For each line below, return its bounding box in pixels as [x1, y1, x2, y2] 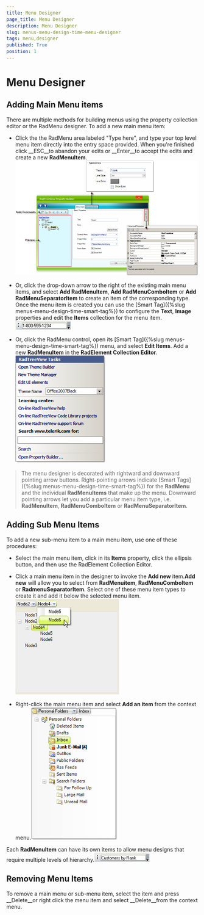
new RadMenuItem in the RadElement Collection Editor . [15, 349, 158, 356]
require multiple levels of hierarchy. [6, 856, 95, 863]
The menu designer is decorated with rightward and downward [21, 470, 180, 477]
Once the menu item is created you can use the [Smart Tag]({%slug [15, 301, 186, 308]
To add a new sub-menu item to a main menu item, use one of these [6, 536, 178, 543]
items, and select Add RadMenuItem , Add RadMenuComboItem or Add [15, 288, 197, 295]
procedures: [6, 542, 37, 549]
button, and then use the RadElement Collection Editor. [15, 560, 153, 568]
